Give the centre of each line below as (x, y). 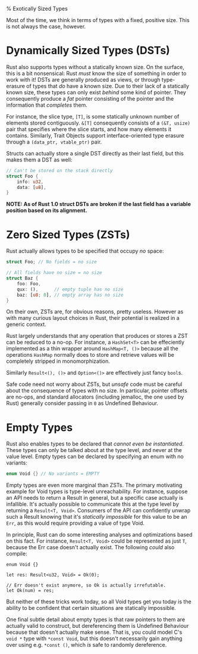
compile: (17, 554)
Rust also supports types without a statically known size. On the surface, (95, 67)
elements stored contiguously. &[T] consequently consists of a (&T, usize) (98, 123)
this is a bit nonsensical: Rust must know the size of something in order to (96, 73)
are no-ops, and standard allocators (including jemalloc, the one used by (95, 397)
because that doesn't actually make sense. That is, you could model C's (94, 632)
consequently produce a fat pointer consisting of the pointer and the (90, 98)
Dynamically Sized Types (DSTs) (88, 51)
